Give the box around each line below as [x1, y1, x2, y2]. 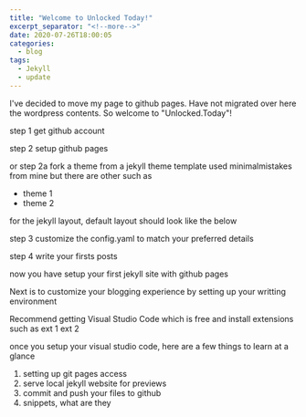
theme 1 [22, 188, 53, 199]
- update [17, 73, 51, 82]
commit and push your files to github [22, 387, 162, 398]
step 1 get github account [9, 125, 105, 136]
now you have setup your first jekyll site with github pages [9, 268, 228, 279]
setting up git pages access [22, 368, 128, 379]
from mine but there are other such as [9, 170, 153, 181]
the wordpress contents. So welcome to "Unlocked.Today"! [9, 107, 233, 119]
